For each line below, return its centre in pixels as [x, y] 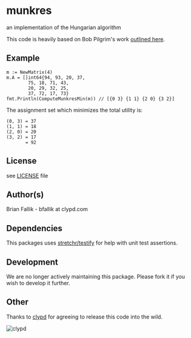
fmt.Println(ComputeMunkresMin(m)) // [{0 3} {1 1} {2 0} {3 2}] [90, 99]
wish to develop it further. [39, 283]
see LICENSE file [27, 175]
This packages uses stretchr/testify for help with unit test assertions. [92, 243]
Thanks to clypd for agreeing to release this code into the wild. [84, 317]
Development [32, 262]
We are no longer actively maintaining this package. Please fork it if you [96, 276]
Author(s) [25, 194]
